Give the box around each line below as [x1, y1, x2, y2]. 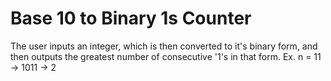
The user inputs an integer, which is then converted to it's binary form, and [10, 40, 318, 52]
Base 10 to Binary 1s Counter [10, 7, 252, 30]
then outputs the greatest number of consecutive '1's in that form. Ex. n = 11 [10, 50, 322, 62]
